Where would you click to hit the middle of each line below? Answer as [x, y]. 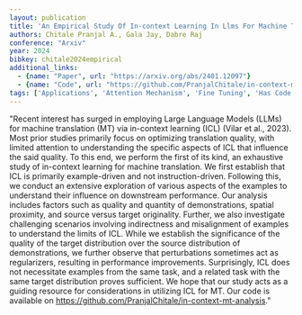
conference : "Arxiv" [48, 43]
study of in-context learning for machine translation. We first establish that [147, 166]
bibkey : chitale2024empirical [66, 59]
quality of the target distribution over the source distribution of [125, 243]
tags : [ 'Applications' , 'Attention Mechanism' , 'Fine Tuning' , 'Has [140, 93]
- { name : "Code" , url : [60, 85]
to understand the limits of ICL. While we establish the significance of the [145, 233]
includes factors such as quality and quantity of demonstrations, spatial [142, 204]
